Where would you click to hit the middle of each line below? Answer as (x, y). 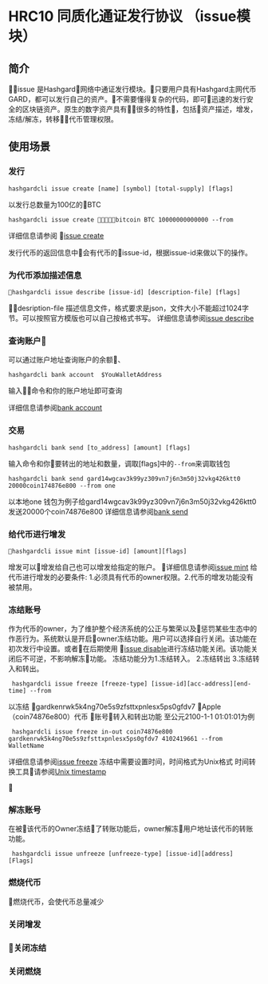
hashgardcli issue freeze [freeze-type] (80, 684)
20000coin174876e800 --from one (62, 486)
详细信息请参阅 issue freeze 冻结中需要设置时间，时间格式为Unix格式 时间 (129, 762)
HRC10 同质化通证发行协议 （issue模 (130, 16)
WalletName (26, 746)
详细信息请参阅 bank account (55, 408)
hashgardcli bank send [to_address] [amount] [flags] (100, 448)
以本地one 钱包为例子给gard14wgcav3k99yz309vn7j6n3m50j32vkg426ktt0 (132, 502)
